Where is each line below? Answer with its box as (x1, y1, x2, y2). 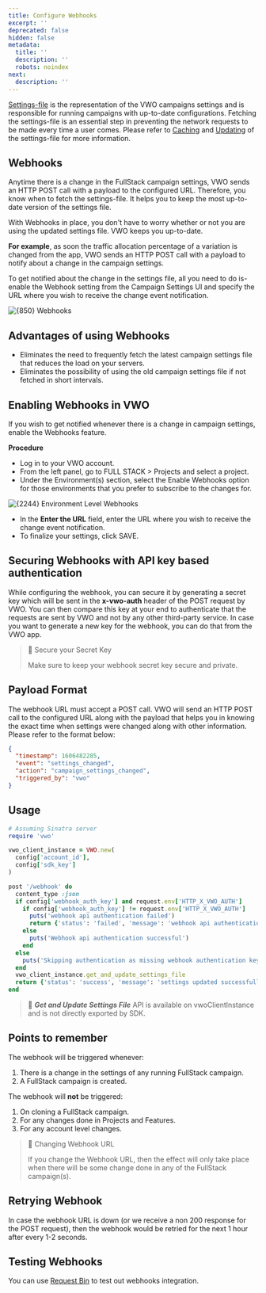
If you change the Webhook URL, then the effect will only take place (27, 1154, 249, 1164)
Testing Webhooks (8, 1255, 103, 1268)
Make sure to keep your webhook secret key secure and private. (27, 660, 238, 669)
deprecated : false (8, 26, 69, 34)
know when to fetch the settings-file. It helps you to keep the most (8, 194, 225, 204)
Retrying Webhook (8, 1194, 103, 1208)
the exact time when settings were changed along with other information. (8, 721, 247, 730)
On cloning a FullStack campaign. (19, 1107, 129, 1116)
